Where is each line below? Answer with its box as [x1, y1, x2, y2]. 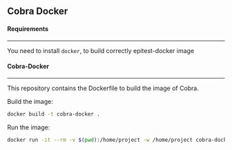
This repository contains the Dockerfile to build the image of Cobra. [7, 84, 199, 92]
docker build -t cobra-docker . [7, 110, 100, 118]
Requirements [7, 24, 49, 33]
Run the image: [7, 123, 50, 131]
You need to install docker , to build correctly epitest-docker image [7, 46, 195, 54]
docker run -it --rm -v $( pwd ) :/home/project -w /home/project [7, 136, 193, 143]
